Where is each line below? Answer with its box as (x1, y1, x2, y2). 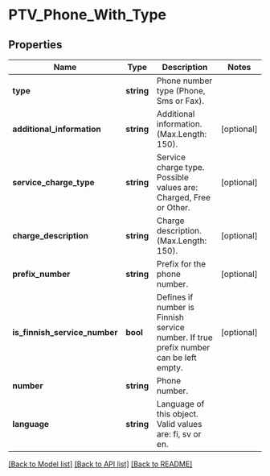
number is (156, 302, 195, 313)
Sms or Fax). (156, 95, 205, 106)
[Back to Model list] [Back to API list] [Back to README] (8, 459, 193, 469)
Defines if (156, 292, 194, 303)
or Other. (156, 202, 190, 213)
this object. (156, 408, 198, 420)
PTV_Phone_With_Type (8, 6, 167, 24)
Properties (8, 38, 63, 52)
